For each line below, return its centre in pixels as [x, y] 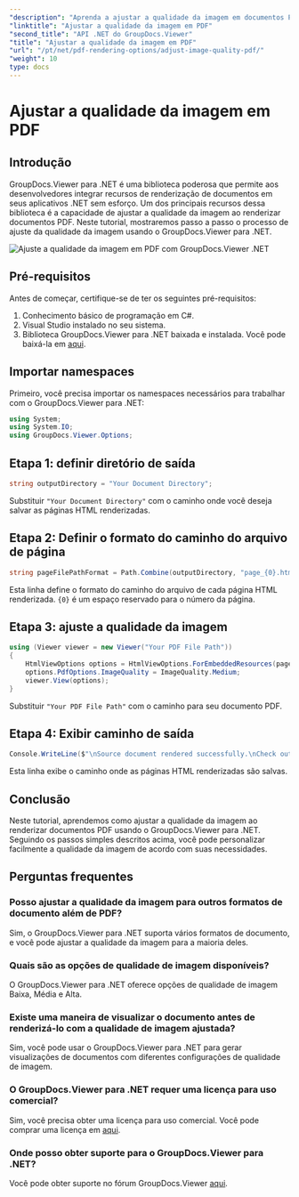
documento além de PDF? [66, 913]
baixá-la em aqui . [54, 344]
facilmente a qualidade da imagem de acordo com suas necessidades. [138, 849]
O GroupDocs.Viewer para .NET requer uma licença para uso [143, 1089]
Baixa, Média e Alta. [46, 994]
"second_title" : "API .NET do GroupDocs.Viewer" [101, 34]
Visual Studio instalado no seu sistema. [94, 325]
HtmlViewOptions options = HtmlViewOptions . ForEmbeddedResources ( [151, 664]
